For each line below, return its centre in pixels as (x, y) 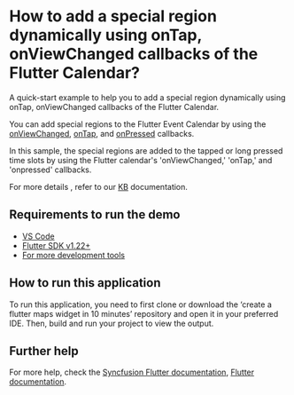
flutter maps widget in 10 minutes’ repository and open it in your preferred (144, 313)
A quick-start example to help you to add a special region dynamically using (147, 97)
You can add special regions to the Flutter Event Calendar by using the (138, 124)
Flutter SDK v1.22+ (56, 245)
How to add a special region (113, 16)
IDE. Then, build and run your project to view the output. (112, 323)
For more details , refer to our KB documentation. (99, 186)
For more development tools (73, 255)
